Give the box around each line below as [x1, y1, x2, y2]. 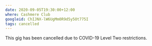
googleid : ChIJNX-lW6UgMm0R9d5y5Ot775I [5, 16, 89, 21]
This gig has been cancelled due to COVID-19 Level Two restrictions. [5, 35, 147, 41]
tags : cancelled [5, 21, 39, 26]
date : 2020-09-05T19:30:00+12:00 [5, 7, 75, 12]
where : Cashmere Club [5, 12, 51, 17]
